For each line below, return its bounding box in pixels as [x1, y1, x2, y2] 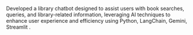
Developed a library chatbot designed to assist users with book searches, [6, 5, 184, 12]
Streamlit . [6, 23, 31, 30]
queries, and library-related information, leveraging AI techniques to [6, 11, 171, 18]
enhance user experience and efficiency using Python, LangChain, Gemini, [6, 17, 187, 24]
